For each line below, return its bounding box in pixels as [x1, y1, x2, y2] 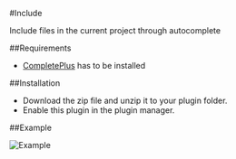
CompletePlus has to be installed [22, 61, 146, 70]
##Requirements [9, 42, 72, 53]
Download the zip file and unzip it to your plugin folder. [22, 95, 228, 106]
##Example [9, 122, 53, 133]
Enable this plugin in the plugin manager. [22, 105, 175, 116]
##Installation [9, 78, 61, 89]
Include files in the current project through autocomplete [9, 25, 221, 35]
